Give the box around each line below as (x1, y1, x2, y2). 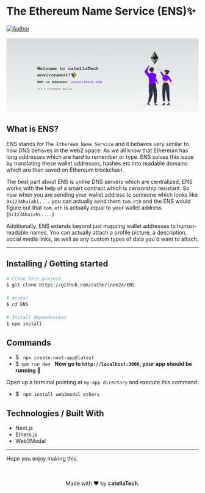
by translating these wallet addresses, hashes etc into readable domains (6, 159, 188, 167)
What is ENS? (6, 124, 59, 134)
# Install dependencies (6, 314, 67, 320)
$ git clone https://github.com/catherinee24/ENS (6, 282, 135, 288)
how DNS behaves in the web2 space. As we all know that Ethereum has (6, 147, 189, 154)
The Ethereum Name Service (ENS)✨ (6, 4, 196, 18)
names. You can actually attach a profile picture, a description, (29, 228, 187, 236)
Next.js (15, 425, 34, 432)
